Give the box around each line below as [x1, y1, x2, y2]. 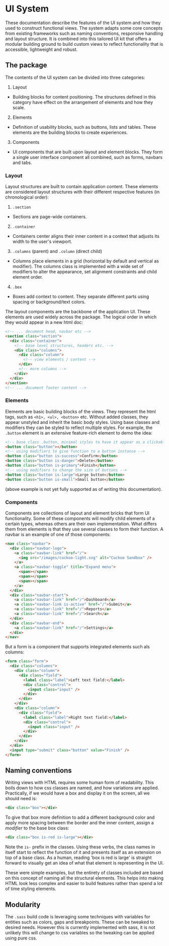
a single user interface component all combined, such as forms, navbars [12, 154, 162, 160]
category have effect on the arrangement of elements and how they [12, 99, 153, 105]
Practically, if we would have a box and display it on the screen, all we [5, 790, 150, 796]
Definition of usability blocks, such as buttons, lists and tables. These [12, 124, 156, 130]
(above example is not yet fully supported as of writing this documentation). [5, 486, 162, 492]
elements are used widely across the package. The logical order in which [5, 314, 157, 320]
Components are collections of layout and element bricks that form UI [5, 510, 150, 516]
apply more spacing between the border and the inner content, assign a [5, 820, 154, 826]
